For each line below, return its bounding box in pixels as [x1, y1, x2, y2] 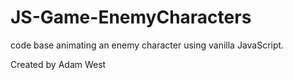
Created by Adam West [10, 58, 107, 70]
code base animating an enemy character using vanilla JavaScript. [10, 39, 285, 51]
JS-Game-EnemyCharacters [10, 6, 252, 29]
